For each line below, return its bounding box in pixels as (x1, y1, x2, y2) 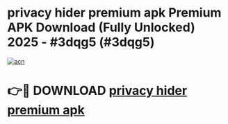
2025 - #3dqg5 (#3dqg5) (7, 35, 155, 50)
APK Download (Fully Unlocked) (7, 19, 196, 35)
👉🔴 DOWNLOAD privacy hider (7, 83, 188, 98)
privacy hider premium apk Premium (7, 5, 222, 21)
